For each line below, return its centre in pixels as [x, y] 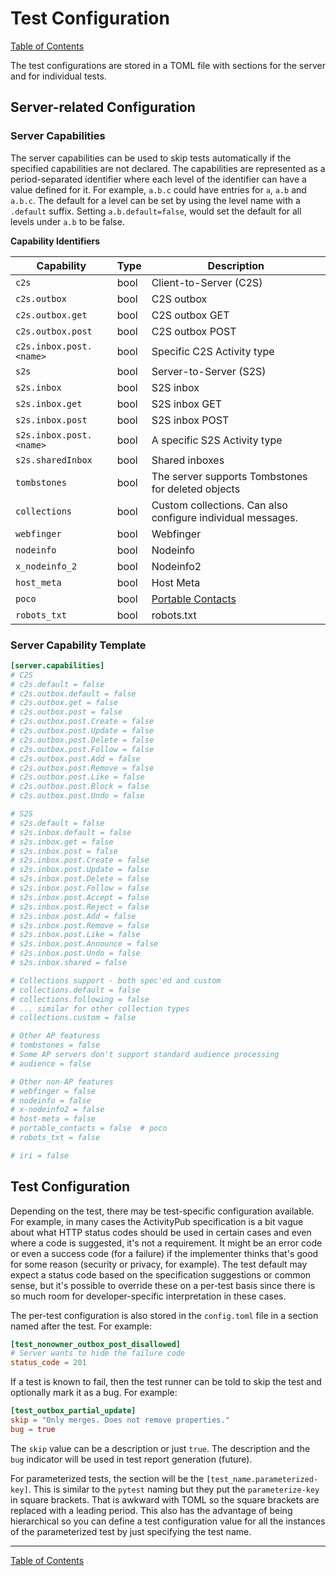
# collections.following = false [80, 999]
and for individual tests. [58, 76]
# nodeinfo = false [51, 1100]
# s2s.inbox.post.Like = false [75, 935]
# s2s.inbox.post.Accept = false [80, 897]
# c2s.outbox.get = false [64, 703]
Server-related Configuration [103, 107]
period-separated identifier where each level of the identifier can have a [158, 179]
